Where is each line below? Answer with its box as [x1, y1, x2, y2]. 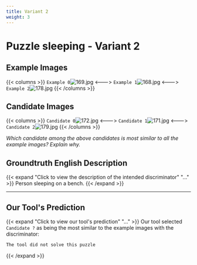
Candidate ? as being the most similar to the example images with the [6, 224, 174, 231]
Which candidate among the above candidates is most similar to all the [6, 135, 179, 142]
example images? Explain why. [6, 141, 81, 148]
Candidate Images [6, 101, 74, 112]
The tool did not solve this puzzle [6, 241, 96, 247]
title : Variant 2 [6, 8, 49, 15]
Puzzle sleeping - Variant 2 [6, 39, 140, 53]
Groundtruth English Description [6, 158, 128, 168]
